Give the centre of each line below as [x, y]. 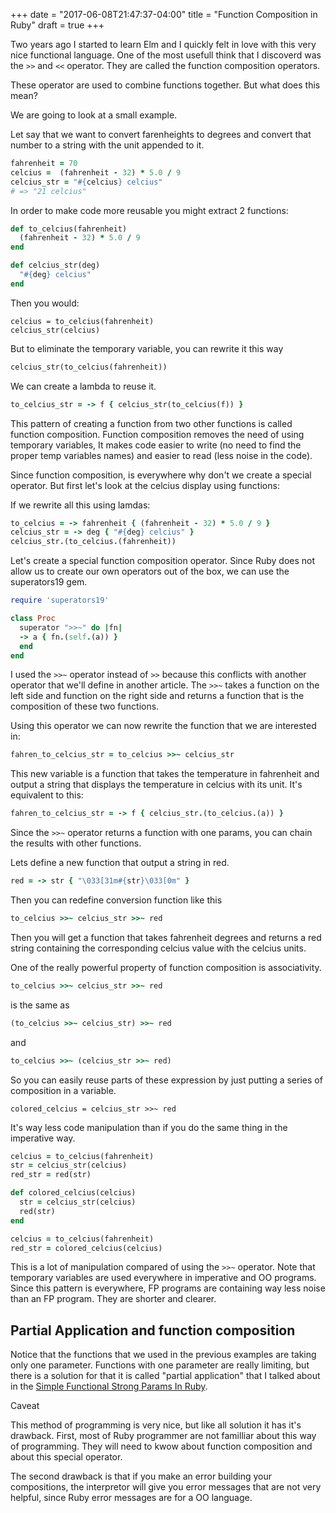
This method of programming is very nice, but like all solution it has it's [156, 1425]
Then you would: [45, 303]
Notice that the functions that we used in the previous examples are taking [163, 1355]
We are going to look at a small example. [94, 115]
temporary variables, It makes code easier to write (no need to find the [156, 445]
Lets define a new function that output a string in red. [120, 863]
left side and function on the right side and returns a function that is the [157, 696]
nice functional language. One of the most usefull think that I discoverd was [166, 55]
